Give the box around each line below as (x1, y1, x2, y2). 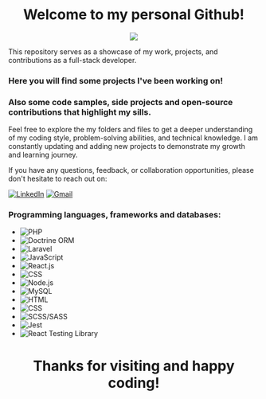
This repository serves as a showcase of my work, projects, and (8, 46, 218, 57)
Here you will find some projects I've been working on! (8, 75, 223, 86)
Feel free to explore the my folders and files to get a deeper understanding (8, 125, 253, 135)
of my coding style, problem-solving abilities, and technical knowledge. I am (8, 133, 259, 143)
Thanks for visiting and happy (33, 357, 235, 375)
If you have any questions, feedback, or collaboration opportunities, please (8, 166, 255, 175)
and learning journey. (8, 150, 78, 160)
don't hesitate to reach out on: (8, 174, 108, 184)
